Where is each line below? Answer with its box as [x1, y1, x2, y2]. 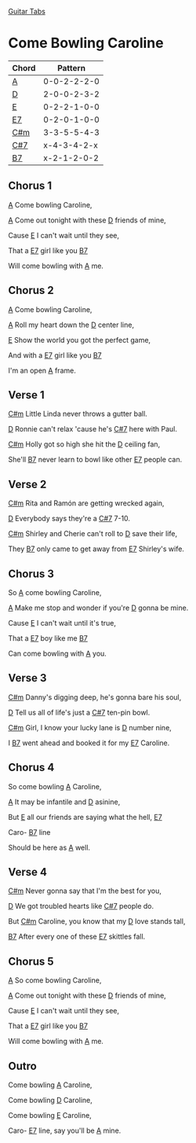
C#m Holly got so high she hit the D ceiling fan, [8, 439, 161, 449]
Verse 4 [8, 866, 47, 879]
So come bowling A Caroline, [8, 781, 102, 791]
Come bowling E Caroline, [8, 1111, 92, 1120]
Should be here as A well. [8, 843, 91, 852]
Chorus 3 [8, 567, 55, 580]
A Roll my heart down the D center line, [8, 320, 135, 329]
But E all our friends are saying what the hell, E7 [8, 812, 162, 821]
